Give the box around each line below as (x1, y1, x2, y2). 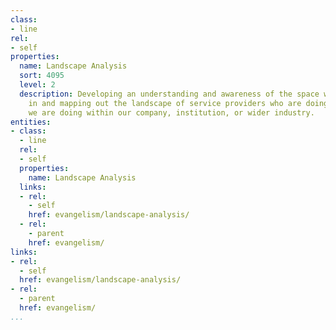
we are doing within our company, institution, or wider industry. (28, 107, 315, 118)
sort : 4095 (19, 71, 65, 81)
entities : (10, 117, 52, 127)
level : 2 (19, 80, 56, 90)
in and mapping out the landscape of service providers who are (28, 98, 302, 108)
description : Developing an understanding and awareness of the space (19, 89, 320, 99)
